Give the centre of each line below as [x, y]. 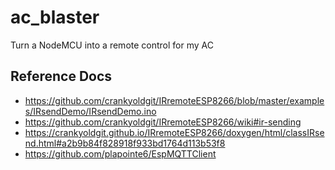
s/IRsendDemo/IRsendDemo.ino [90, 111]
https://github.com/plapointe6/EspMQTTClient [120, 153]
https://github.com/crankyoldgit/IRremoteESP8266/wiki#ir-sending [163, 122]
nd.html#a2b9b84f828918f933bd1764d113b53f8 [125, 143]
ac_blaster [55, 17]
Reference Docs [61, 76]
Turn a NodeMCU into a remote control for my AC [112, 45]
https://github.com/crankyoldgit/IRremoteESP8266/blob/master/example [174, 100]
